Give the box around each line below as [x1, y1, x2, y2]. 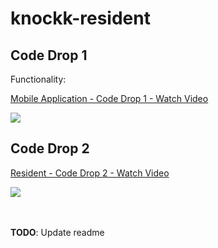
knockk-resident [10, 7, 151, 30]
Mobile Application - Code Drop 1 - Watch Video [10, 93, 209, 104]
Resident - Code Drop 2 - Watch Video [10, 167, 170, 179]
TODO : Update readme [10, 226, 105, 238]
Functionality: [10, 73, 67, 85]
